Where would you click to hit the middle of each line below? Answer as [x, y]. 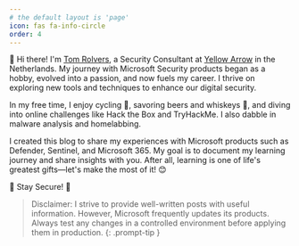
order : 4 [25, 34]
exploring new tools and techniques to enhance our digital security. [133, 88]
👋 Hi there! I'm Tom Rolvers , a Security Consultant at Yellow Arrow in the [142, 60]
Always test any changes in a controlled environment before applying [158, 223]
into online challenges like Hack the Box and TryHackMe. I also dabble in [143, 115]
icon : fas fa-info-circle [57, 26]
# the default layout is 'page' [69, 17]
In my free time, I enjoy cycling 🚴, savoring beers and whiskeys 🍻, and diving [150, 105]
